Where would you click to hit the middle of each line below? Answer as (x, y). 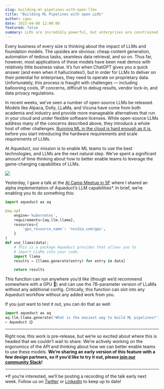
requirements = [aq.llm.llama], (45, 220)
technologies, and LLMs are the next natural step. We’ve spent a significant (81, 154)
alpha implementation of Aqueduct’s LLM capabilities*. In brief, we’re (74, 188)
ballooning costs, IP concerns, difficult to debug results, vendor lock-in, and (81, 88)
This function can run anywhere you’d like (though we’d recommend (74, 279)
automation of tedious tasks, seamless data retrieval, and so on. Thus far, (79, 57)
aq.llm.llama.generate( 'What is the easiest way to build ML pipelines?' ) (83, 318)
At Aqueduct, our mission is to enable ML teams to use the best (69, 148)
